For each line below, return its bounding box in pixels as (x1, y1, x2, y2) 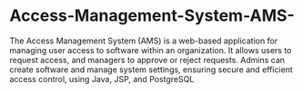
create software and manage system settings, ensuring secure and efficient (9, 64, 293, 75)
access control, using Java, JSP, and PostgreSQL (9, 73, 195, 84)
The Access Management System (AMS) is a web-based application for (9, 35, 278, 46)
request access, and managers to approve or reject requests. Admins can (9, 54, 285, 65)
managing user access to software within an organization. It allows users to (9, 44, 292, 55)
